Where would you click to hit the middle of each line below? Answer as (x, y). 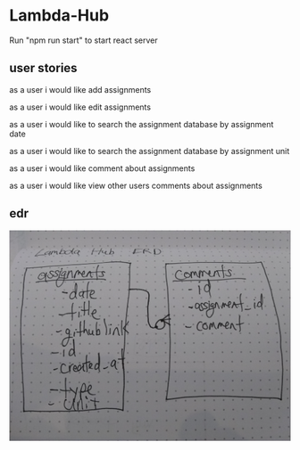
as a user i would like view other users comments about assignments (136, 185)
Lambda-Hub (59, 16)
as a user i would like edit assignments (80, 107)
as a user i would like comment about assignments (102, 168)
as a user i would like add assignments (80, 89)
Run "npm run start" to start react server (83, 40)
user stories (43, 68)
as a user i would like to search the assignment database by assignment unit (150, 151)
